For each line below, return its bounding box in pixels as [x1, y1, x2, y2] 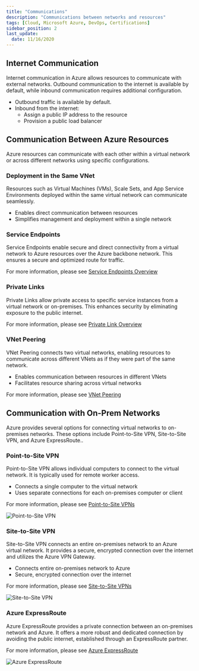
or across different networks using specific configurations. [6, 156, 150, 164]
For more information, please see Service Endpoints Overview [6, 268, 158, 275]
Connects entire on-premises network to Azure [14, 565, 131, 572]
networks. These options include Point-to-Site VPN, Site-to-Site [30, 430, 187, 437]
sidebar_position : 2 [6, 25, 58, 32]
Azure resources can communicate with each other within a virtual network [6, 150, 190, 158]
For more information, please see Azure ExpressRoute [6, 647, 138, 654]
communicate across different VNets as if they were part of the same [6, 355, 175, 362]
